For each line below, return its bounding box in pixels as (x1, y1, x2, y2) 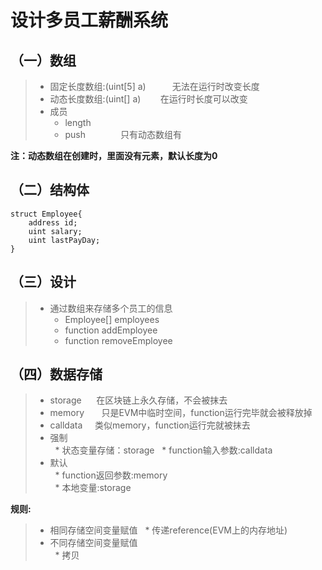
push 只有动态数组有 (64, 129, 182, 140)
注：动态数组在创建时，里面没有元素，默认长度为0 (10, 150, 218, 161)
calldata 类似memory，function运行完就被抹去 (49, 419, 251, 431)
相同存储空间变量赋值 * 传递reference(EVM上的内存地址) (49, 524, 288, 536)
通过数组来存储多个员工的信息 (49, 302, 173, 314)
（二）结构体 (10, 182, 90, 199)
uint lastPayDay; (28, 235, 101, 245)
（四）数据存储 (10, 366, 103, 383)
